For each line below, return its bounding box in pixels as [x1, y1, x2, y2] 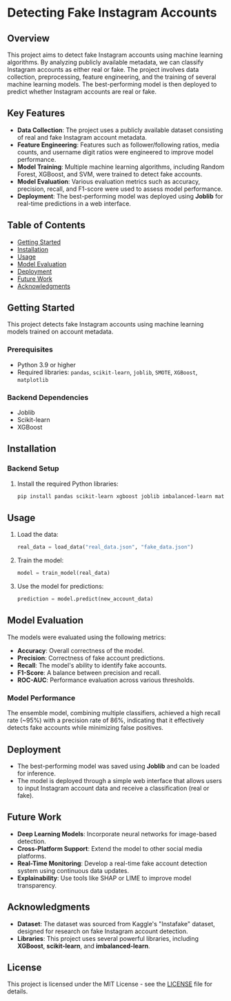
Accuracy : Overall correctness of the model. [17, 646, 145, 654]
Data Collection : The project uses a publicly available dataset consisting [17, 126, 223, 134]
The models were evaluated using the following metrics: [7, 633, 166, 641]
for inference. [17, 769, 57, 778]
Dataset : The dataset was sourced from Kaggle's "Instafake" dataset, [17, 919, 215, 928]
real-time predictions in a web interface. [17, 199, 131, 208]
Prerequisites [7, 345, 53, 354]
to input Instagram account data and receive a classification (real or [17, 784, 210, 792]
